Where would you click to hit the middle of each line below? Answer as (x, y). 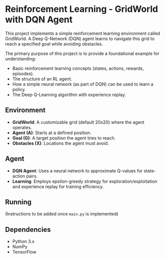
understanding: (21, 58)
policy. (19, 89)
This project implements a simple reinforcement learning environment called (83, 33)
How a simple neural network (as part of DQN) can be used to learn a (83, 84)
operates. (22, 127)
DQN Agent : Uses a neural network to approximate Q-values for (78, 171)
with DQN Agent (39, 20)
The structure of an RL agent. (42, 79)
